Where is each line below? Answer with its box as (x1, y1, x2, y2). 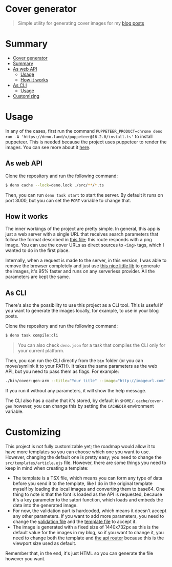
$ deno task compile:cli (5, 333, 58, 338)
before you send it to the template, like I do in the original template (12, 480, 153, 487)
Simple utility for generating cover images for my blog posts (17, 20, 144, 26)
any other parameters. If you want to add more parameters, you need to (12, 513, 164, 519)
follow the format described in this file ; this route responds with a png (5, 237, 152, 243)
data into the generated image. (12, 502, 78, 508)
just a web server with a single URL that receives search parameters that (5, 231, 159, 237)
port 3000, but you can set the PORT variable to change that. (5, 197, 132, 203)
